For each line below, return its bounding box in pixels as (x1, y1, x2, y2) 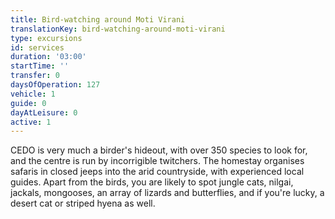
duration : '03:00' (10, 52, 87, 62)
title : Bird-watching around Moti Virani (10, 14, 186, 25)
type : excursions (10, 33, 83, 43)
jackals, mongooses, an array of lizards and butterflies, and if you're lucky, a (10, 187, 325, 199)
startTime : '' (10, 61, 70, 71)
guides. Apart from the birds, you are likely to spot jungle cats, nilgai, (10, 176, 294, 188)
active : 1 (10, 117, 52, 127)
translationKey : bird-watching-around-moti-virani (10, 24, 226, 34)
